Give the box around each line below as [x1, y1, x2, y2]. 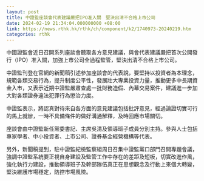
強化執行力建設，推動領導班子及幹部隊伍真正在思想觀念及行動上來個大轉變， [6, 161, 198, 168]
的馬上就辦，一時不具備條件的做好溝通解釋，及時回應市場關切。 [6, 113, 166, 120]
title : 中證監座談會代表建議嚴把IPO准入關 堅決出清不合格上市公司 [6, 15, 156, 21]
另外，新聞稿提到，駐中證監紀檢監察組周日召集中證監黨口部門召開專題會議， [6, 146, 198, 153]
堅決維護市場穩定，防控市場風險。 [6, 168, 92, 176]
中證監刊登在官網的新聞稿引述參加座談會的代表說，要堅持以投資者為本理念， [6, 69, 198, 76]
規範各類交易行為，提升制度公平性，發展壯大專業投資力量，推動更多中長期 [6, 77, 192, 84]
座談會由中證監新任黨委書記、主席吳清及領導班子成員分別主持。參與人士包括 [6, 125, 198, 133]
